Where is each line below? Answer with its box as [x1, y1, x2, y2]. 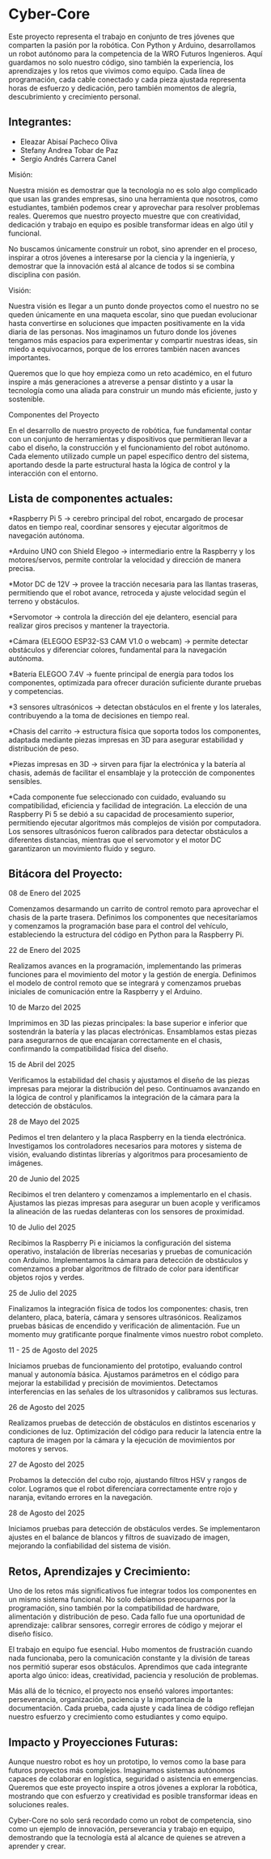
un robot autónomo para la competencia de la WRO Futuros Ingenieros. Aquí [8, 49, 263, 58]
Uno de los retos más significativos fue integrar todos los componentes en [8, 1586, 257, 1596]
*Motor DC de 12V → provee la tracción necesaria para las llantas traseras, [8, 579, 259, 589]
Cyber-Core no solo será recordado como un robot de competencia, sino [8, 1815, 252, 1825]
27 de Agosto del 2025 [8, 1459, 85, 1469]
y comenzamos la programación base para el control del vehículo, [8, 921, 229, 931]
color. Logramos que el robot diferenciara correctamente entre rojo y [8, 1484, 238, 1493]
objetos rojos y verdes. [8, 1273, 85, 1282]
